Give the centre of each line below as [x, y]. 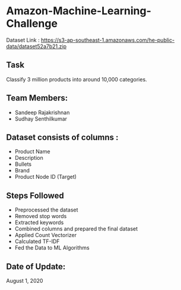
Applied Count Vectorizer [46, 235]
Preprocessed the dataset [46, 210]
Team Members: [37, 98]
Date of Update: [36, 267]
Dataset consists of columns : [62, 137]
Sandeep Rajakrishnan [42, 112]
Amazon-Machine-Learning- [79, 11]
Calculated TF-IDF [37, 241]
